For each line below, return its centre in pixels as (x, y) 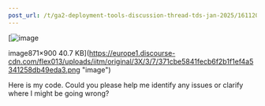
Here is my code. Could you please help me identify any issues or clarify (126, 85)
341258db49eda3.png (44, 69)
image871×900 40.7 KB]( (49, 53)
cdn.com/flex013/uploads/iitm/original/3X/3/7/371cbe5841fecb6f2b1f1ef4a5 (131, 61)
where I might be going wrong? (59, 93)
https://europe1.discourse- (132, 53)
